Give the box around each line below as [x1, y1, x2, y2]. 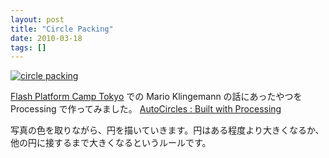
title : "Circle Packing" [10, 24, 114, 34]
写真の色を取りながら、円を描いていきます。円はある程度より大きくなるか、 [10, 124, 325, 136]
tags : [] [10, 42, 47, 53]
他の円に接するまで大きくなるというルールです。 [10, 137, 212, 149]
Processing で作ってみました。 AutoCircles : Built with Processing [10, 103, 282, 115]
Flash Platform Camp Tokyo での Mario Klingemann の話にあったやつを [10, 91, 303, 103]
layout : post [10, 14, 65, 25]
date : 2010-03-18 [10, 33, 83, 43]
